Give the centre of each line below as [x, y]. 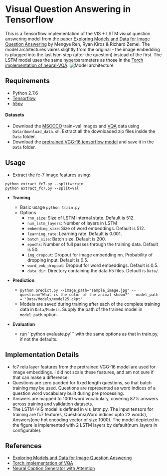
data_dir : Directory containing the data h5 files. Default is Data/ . [93, 270]
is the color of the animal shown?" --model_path [106, 295]
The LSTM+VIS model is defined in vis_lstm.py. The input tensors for [83, 409]
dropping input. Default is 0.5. [58, 260]
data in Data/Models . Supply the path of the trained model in [81, 309]
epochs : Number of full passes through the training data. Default [93, 244]
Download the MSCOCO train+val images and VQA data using [76, 126]
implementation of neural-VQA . [37, 65]
